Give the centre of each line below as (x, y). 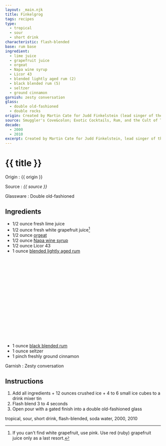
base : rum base (21, 47)
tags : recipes (20, 19)
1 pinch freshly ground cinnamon (45, 356)
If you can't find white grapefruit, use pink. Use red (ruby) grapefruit (82, 433)
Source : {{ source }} (26, 187)
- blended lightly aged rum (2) (43, 79)
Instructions (24, 381)
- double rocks (25, 111)
